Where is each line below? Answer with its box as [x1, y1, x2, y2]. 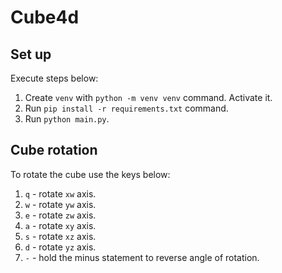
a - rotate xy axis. [24, 219, 97, 231]
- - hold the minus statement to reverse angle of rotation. [24, 251, 260, 263]
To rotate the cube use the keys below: [10, 168, 171, 180]
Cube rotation [10, 142, 98, 159]
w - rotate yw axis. [24, 198, 97, 210]
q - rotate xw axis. [24, 187, 97, 200]
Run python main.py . [24, 113, 110, 125]
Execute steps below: [10, 72, 99, 84]
